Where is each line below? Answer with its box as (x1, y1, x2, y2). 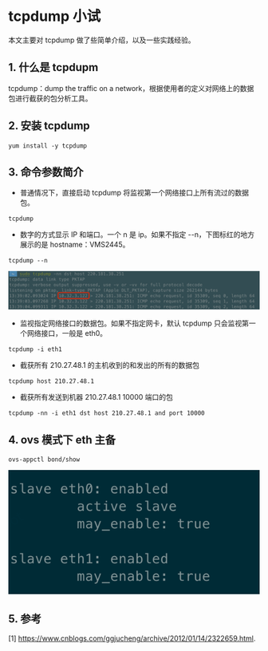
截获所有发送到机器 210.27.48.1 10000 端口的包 (19, 393, 174, 402)
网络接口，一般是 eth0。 (26, 329, 108, 338)
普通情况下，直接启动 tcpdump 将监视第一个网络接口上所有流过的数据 (19, 188, 250, 198)
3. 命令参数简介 (8, 165, 84, 179)
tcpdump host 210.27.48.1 (8, 377, 94, 385)
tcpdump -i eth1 (8, 345, 62, 353)
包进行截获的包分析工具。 (8, 93, 93, 103)
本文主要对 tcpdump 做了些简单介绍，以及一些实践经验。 (8, 35, 195, 45)
